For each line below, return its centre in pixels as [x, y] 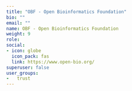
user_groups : [22, 73]
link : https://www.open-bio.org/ [53, 62]
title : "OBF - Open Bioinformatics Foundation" [67, 12]
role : [13, 40]
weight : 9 [19, 34]
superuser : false [28, 67]
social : [16, 45]
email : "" [19, 23]
